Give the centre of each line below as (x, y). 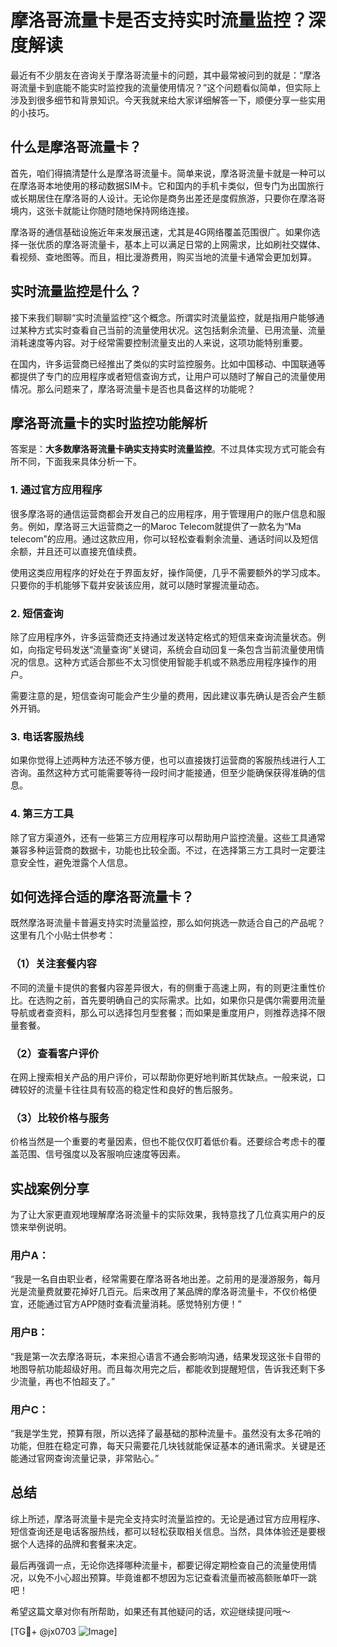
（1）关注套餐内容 (53, 964)
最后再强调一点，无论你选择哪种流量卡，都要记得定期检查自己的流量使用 (159, 1565)
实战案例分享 (50, 1188)
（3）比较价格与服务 (60, 1118)
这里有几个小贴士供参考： (63, 935)
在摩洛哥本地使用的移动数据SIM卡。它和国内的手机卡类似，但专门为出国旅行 (167, 185)
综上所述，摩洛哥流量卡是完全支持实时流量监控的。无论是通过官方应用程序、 (168, 1518)
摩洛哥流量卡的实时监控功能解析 (109, 422)
